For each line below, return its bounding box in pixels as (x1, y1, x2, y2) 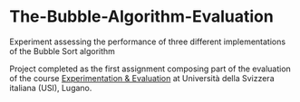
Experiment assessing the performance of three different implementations (9, 36, 286, 47)
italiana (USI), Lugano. (9, 82, 92, 93)
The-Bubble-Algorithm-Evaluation (9, 6, 274, 27)
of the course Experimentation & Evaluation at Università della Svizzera (9, 72, 275, 83)
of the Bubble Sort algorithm (9, 45, 116, 56)
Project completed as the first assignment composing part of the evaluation (9, 63, 292, 74)
